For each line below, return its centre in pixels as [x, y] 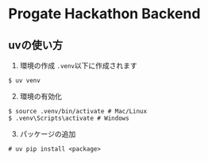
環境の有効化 [40, 96]
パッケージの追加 [48, 134]
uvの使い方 [36, 45]
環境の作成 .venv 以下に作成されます [78, 65]
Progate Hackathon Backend [104, 14]
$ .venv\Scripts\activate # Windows [69, 118]
